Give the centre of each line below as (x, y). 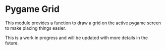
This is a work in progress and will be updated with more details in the (77, 38)
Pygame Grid (32, 9)
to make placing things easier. (36, 28)
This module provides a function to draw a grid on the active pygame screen (83, 23)
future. (12, 43)
